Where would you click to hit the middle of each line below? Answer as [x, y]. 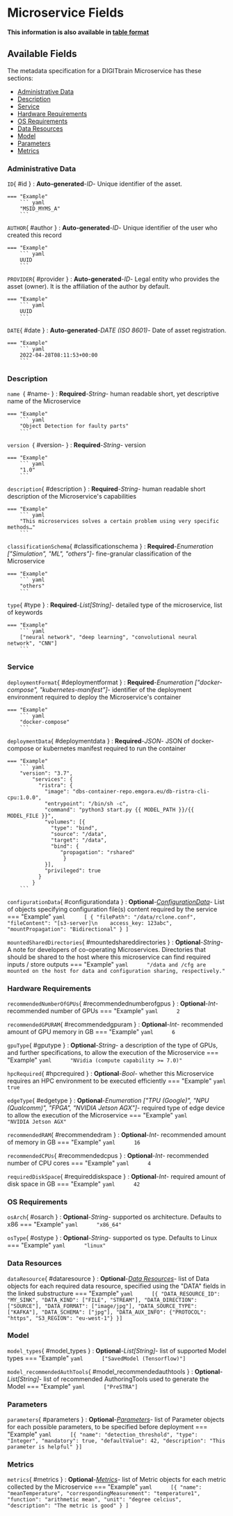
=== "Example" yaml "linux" [57, 1245]
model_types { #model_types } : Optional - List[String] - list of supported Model [117, 1350]
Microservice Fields [66, 13]
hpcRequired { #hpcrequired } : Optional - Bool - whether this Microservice [111, 1073]
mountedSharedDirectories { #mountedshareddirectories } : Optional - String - [115, 942]
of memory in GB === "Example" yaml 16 [74, 1142]
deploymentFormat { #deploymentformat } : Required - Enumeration [100, 682]
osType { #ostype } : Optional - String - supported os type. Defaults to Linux [112, 1238]
